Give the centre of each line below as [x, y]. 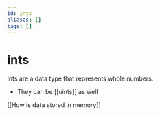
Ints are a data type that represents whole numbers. [80, 78]
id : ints [20, 13]
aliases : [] [24, 20]
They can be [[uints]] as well [57, 92]
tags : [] [20, 26]
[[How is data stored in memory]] [54, 105]
